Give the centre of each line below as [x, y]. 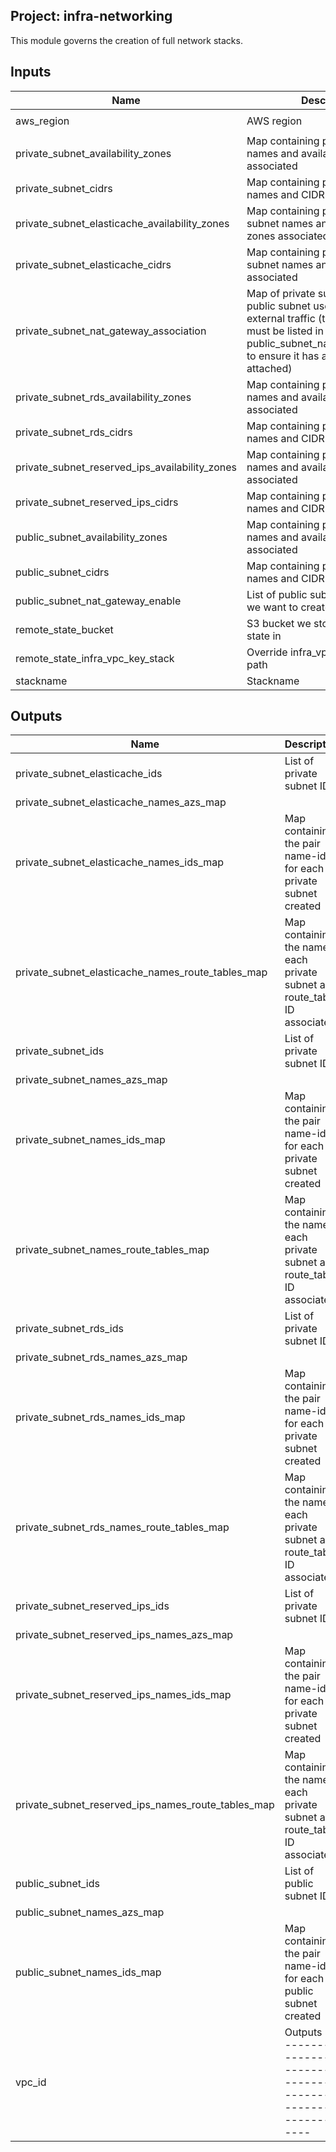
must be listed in [285, 331]
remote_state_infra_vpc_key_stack [95, 658]
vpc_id [31, 2082]
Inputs [31, 72]
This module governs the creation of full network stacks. [126, 40]
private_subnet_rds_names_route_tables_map [122, 1527]
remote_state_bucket [64, 629]
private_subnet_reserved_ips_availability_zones [126, 467]
